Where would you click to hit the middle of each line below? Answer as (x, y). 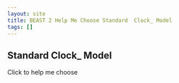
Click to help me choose (42, 72)
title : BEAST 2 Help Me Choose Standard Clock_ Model (90, 20)
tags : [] (20, 27)
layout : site (27, 14)
